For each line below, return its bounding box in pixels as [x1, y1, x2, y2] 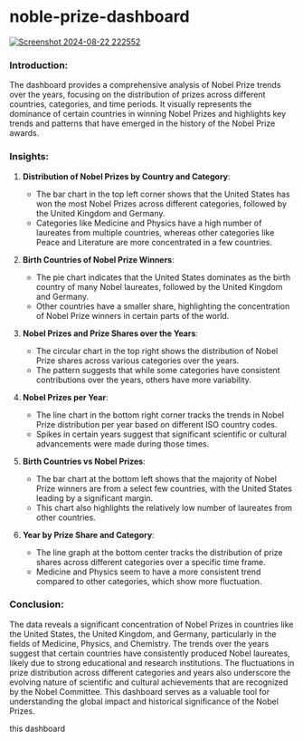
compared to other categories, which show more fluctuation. [35, 575, 262, 586]
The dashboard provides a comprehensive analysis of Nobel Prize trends [9, 80, 281, 91]
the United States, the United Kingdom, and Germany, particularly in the [9, 628, 277, 640]
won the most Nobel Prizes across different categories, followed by [35, 197, 288, 209]
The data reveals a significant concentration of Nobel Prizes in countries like [9, 619, 294, 630]
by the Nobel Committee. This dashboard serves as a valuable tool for [9, 686, 270, 697]
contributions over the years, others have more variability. [35, 374, 251, 385]
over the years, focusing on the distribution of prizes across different [9, 89, 266, 101]
